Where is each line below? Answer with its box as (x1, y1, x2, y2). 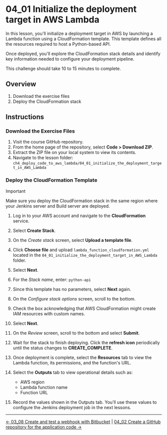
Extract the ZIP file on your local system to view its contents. (12, 149, 137, 155)
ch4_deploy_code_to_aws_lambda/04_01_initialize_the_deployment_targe (12, 161, 162, 166)
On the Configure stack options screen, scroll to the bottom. (12, 295, 136, 301)
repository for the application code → (5, 424, 82, 430)
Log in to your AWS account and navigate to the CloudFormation (12, 213, 146, 218)
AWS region (20, 379, 45, 385)
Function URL (20, 389, 48, 395)
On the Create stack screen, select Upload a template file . (12, 237, 133, 243)
